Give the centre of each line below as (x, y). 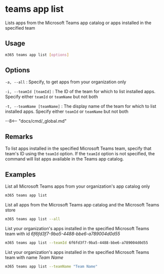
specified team (20, 28)
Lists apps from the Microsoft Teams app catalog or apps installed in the (78, 23)
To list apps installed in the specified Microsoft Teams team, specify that (78, 148)
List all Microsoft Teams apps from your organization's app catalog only (78, 186)
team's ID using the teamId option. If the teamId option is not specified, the (80, 154)
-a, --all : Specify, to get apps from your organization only (66, 82)
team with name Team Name (34, 257)
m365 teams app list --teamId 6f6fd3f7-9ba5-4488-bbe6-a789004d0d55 (77, 242)
